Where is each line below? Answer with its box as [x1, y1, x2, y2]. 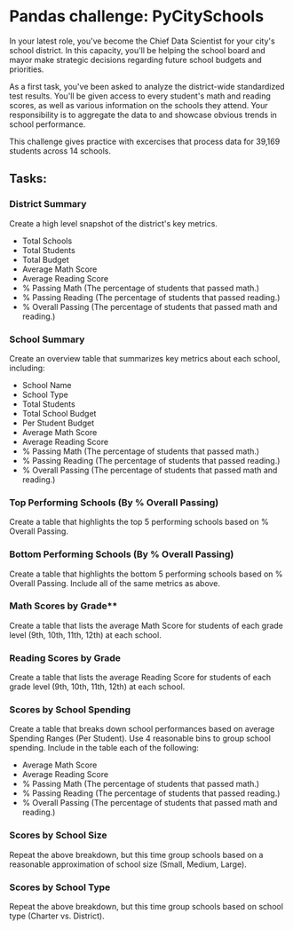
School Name [21, 379, 73, 390]
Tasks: [9, 171, 47, 187]
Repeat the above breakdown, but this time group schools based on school [9, 902, 284, 911]
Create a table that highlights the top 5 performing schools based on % [9, 517, 269, 528]
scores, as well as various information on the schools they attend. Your [9, 99, 268, 110]
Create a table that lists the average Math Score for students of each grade [9, 620, 284, 631]
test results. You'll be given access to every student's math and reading [9, 91, 271, 101]
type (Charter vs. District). [9, 910, 105, 921]
